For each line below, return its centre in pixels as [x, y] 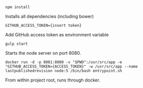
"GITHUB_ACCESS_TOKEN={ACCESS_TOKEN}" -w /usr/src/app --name [71, 67]
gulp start [17, 44]
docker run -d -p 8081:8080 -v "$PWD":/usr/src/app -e [64, 62]
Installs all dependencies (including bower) [49, 16]
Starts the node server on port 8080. [43, 53]
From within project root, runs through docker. [53, 80]
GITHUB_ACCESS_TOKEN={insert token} [43, 25]
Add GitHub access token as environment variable [57, 35]
